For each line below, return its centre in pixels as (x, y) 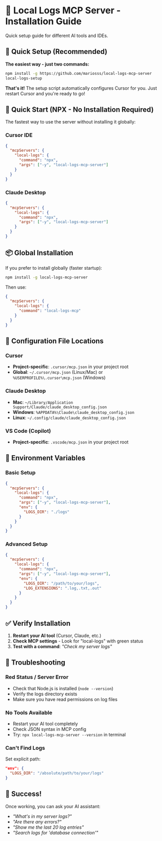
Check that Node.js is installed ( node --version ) (63, 688)
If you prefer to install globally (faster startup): (54, 268)
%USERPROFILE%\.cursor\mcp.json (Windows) (59, 378)
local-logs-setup (24, 78)
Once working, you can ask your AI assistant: (53, 806)
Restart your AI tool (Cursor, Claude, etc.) (57, 635)
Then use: (16, 287)
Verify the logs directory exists (45, 694)
